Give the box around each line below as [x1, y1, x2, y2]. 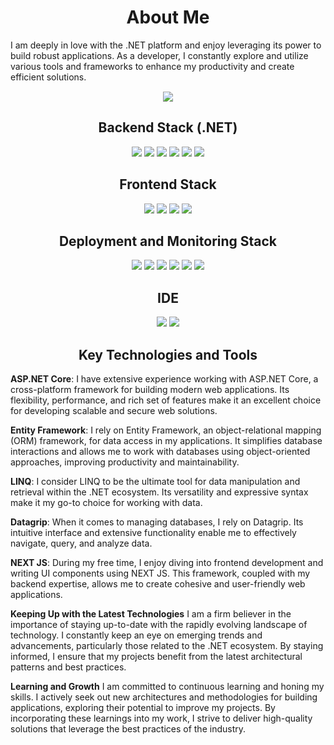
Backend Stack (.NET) [98, 119, 238, 136]
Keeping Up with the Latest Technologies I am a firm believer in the [10, 608, 292, 620]
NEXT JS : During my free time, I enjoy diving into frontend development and [10, 557, 324, 568]
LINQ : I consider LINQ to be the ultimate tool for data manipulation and [10, 476, 301, 487]
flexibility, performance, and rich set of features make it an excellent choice [10, 394, 322, 406]
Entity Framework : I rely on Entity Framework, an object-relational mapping [10, 424, 322, 436]
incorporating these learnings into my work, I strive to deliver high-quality [10, 712, 313, 724]
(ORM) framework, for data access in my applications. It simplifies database [10, 435, 323, 446]
